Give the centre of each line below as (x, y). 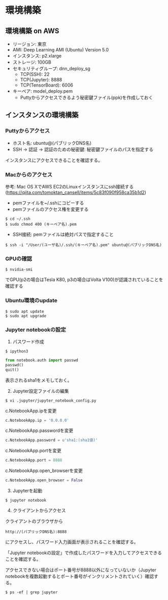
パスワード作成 (28, 341)
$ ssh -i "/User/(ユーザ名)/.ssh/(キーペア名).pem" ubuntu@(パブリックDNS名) (84, 245)
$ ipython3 (17, 351)
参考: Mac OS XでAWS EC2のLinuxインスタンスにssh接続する (70, 186)
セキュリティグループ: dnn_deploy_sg (51, 69)
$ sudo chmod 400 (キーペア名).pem (41, 224)
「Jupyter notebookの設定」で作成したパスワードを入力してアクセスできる (84, 553)
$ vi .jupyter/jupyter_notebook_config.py (51, 400)
